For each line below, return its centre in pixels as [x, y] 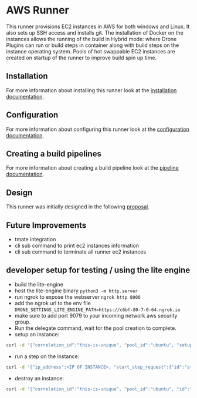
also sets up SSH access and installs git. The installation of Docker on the [95, 32]
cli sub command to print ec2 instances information [77, 245]
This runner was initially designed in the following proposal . [78, 207]
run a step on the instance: [47, 356]
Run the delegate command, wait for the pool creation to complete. [96, 328]
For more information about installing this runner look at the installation [91, 90]
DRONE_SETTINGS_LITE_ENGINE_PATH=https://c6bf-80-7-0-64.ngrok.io [97, 310]
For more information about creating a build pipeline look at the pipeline [92, 168]
